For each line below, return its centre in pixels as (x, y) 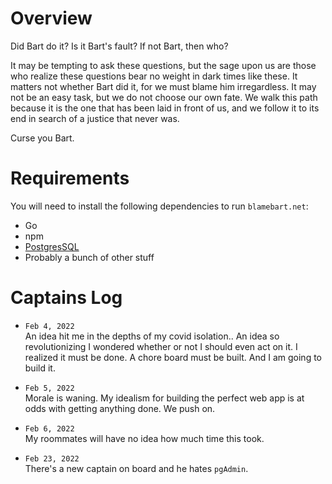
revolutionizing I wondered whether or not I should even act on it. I (161, 346)
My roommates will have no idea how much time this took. (144, 438)
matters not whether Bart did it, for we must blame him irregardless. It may (163, 86)
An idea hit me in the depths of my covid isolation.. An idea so (152, 336)
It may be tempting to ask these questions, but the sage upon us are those (163, 65)
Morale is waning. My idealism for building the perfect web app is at (164, 398)
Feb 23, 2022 (52, 458)
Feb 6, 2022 (49, 428)
